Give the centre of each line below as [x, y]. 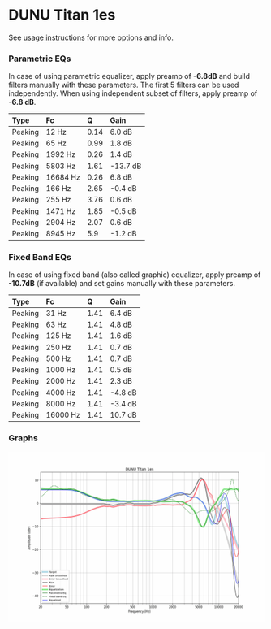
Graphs [23, 438]
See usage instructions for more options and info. [91, 37]
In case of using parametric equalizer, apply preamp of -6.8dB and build [129, 76]
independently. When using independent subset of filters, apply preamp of [133, 93]
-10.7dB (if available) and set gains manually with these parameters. [122, 284]
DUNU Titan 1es [62, 15]
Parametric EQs [40, 59]
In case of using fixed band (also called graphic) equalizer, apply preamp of [135, 275]
